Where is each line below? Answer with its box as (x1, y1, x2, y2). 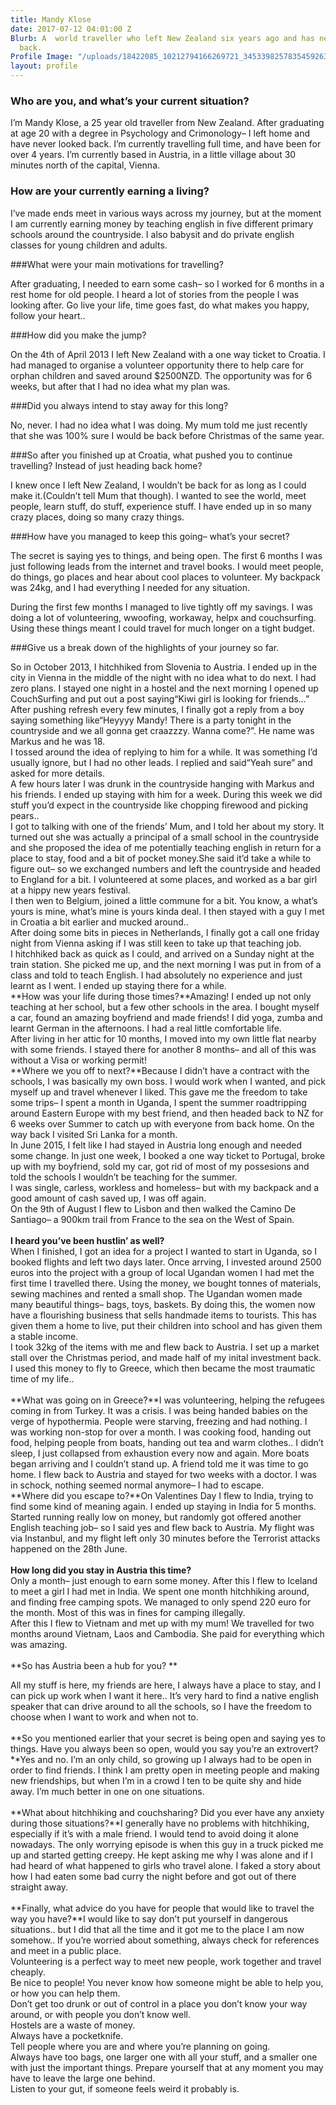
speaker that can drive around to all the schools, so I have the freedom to (10, 1700, 312, 1712)
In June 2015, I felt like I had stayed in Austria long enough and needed (10, 1139, 303, 1151)
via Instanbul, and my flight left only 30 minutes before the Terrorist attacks (10, 1532, 321, 1544)
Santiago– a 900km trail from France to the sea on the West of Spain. (10, 1213, 295, 1225)
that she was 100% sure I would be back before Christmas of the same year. (10, 429, 325, 441)
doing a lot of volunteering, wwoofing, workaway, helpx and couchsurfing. (10, 611, 317, 623)
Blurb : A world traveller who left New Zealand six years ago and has (10, 33, 315, 43)
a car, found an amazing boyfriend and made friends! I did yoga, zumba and (10, 1011, 323, 1023)
